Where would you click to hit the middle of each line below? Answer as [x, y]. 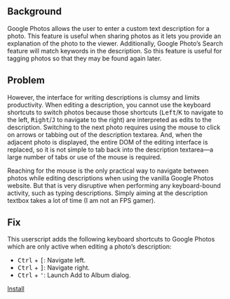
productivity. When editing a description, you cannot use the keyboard [109, 105]
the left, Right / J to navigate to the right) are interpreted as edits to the [109, 119]
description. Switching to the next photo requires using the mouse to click [114, 127]
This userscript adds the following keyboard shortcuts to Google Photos [111, 239]
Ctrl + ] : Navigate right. [53, 268]
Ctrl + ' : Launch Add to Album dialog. [74, 275]
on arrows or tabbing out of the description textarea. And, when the [105, 134]
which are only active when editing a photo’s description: [89, 247]
